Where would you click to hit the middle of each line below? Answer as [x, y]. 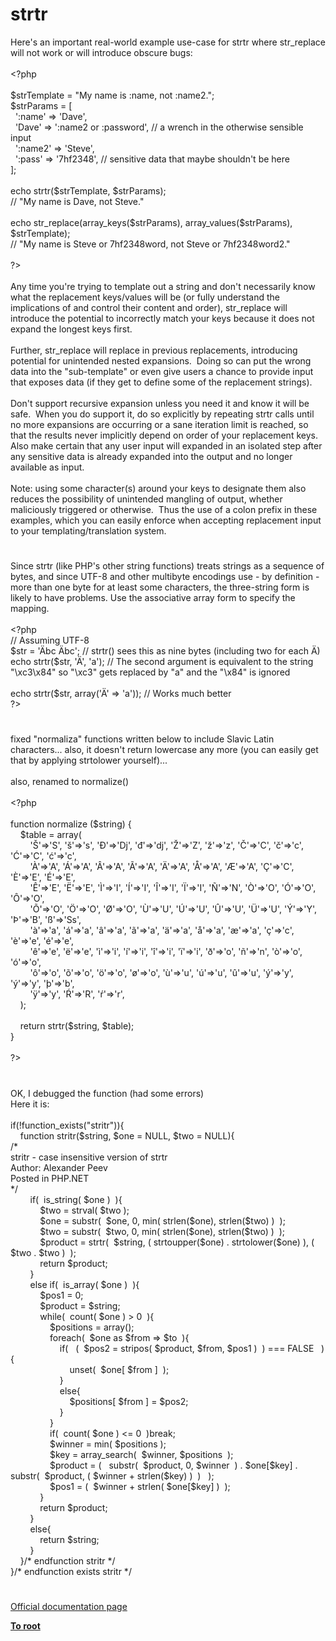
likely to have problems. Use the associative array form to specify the [153, 598]
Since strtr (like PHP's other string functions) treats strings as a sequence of [167, 566]
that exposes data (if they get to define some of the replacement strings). [161, 382]
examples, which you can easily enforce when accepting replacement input [166, 520]
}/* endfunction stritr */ [67, 1560]
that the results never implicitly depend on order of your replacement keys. [164, 435]
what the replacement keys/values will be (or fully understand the [145, 297]
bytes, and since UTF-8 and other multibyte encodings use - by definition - [165, 577]
